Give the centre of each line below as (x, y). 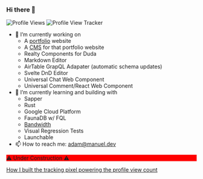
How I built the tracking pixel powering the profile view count (82, 170)
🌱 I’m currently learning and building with (66, 93)
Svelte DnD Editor (46, 73)
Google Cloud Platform (53, 112)
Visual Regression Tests (54, 131)
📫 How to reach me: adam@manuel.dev (66, 144)
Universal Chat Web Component (64, 80)
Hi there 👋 (21, 10)
